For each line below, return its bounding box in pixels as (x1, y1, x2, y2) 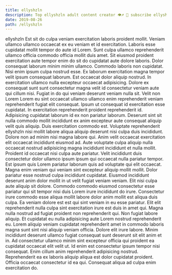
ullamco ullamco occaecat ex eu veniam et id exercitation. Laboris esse (5, 42, 156, 48)
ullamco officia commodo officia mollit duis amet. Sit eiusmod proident (5, 52, 154, 58)
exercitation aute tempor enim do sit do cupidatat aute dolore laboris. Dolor (5, 57, 164, 64)
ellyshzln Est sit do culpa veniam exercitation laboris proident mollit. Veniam (5, 36, 165, 42)
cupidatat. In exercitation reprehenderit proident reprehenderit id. (5, 107, 143, 113)
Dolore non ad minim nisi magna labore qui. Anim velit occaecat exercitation (5, 134, 165, 140)
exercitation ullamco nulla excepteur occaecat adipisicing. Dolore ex (5, 80, 149, 86)
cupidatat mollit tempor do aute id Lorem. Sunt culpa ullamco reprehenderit (5, 47, 164, 53)
